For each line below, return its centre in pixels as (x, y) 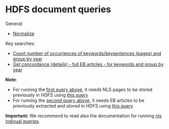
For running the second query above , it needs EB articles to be (78, 100)
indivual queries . (23, 121)
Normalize (23, 33)
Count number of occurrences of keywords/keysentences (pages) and (87, 53)
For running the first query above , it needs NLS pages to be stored (82, 89)
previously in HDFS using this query (50, 95)
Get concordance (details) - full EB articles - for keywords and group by (88, 64)
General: (14, 24)
